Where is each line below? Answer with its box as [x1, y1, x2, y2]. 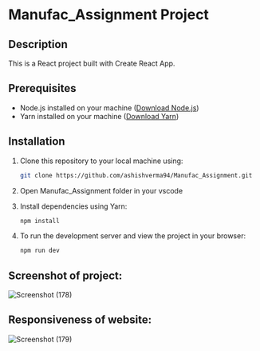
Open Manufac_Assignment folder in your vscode [19, 185, 183, 195]
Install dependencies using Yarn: [19, 201, 128, 211]
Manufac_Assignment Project [8, 6, 210, 24]
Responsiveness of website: [8, 313, 152, 327]
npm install [19, 217, 60, 225]
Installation [8, 134, 65, 149]
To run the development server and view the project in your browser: [19, 231, 246, 241]
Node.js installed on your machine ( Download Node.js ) [19, 102, 199, 113]
